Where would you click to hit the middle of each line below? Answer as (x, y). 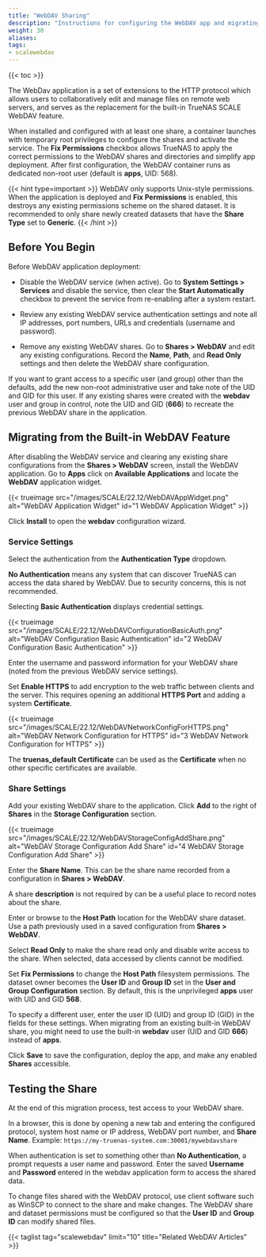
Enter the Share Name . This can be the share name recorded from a (119, 870)
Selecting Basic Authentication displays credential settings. (106, 606)
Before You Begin (52, 247)
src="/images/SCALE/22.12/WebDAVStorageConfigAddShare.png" (117, 838)
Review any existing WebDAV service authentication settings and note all (138, 314)
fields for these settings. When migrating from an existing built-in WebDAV (129, 1023)
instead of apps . (35, 1040)
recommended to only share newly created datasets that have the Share (126, 214)
